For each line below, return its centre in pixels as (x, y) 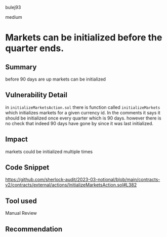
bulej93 (13, 7)
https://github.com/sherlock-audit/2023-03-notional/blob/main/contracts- (83, 180)
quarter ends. (35, 48)
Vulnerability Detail (36, 95)
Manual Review (21, 213)
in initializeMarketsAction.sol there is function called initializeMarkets (83, 107)
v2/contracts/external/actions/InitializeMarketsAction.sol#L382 (71, 185)
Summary (21, 67)
